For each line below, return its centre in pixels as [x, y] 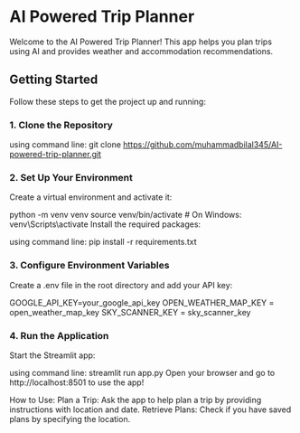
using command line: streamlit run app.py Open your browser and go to [142, 372]
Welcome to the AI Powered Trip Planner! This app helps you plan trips [141, 42]
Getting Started [54, 80]
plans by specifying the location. [70, 419]
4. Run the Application [59, 335]
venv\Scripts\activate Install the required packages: [105, 224]
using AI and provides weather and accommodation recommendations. [141, 51]
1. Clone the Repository [61, 125]
